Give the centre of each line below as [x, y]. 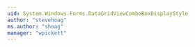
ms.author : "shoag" [36, 26]
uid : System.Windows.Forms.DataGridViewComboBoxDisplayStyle [98, 13]
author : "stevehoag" [37, 20]
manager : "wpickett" [37, 33]
